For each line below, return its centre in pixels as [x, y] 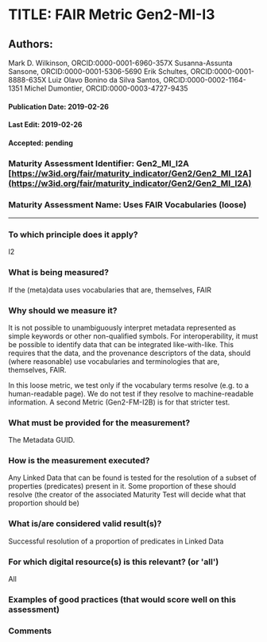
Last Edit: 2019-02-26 [45, 125]
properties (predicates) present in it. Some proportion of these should [122, 486]
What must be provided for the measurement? [99, 423]
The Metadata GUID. [42, 440]
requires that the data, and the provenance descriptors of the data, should [130, 353]
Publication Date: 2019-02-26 [59, 106]
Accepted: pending [41, 143]
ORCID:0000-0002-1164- [205, 80]
